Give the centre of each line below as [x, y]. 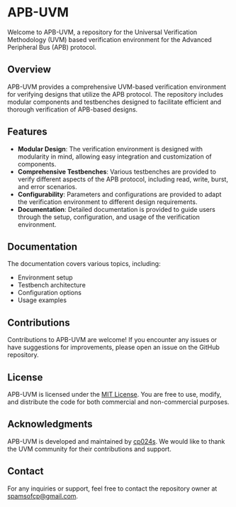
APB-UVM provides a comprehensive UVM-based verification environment [117, 87]
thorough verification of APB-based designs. [73, 109]
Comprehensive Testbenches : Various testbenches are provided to [117, 171]
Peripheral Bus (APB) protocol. [52, 47]
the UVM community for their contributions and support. [89, 449]
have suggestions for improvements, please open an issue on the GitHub [113, 347]
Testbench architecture [52, 285]
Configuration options [49, 293]
